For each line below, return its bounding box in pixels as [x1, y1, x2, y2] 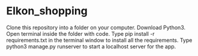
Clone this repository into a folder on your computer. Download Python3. [6, 24, 186, 31]
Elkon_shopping [6, 4, 88, 18]
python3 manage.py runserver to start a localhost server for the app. [6, 43, 176, 50]
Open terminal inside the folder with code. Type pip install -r [6, 30, 155, 37]
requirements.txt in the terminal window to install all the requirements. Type [6, 36, 193, 43]
